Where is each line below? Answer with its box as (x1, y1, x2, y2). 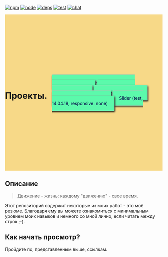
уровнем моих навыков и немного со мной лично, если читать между (5, 213, 155, 219)
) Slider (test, (103, 95, 143, 101)
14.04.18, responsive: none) (52, 100, 108, 106)
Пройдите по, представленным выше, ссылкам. (5, 246, 108, 252)
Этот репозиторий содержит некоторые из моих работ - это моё (5, 202, 144, 208)
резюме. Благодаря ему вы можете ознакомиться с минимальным (5, 208, 149, 214)
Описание (5, 180, 38, 188)
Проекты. (5, 90, 48, 102)
